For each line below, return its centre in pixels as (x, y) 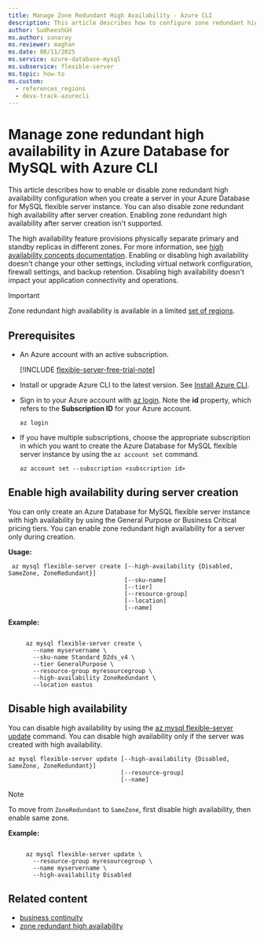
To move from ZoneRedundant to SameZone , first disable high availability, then (130, 809)
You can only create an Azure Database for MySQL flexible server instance (129, 511)
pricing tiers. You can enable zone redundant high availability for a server (126, 528)
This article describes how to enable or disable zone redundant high (119, 190)
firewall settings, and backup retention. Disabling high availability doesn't (126, 272)
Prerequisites (42, 335)
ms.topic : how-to (37, 74)
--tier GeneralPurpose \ (73, 664)
